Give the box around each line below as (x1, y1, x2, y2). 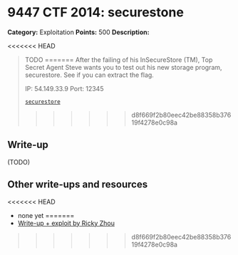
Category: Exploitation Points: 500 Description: (7, 28, 150, 36)
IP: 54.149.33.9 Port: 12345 (24, 84, 104, 93)
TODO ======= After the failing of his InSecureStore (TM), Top (24, 55, 213, 64)
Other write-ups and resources (7, 179, 148, 191)
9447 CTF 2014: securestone (7, 4, 184, 21)
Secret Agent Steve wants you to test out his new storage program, (24, 63, 222, 71)
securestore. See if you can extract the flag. (24, 71, 155, 79)
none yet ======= (17, 211, 75, 219)
